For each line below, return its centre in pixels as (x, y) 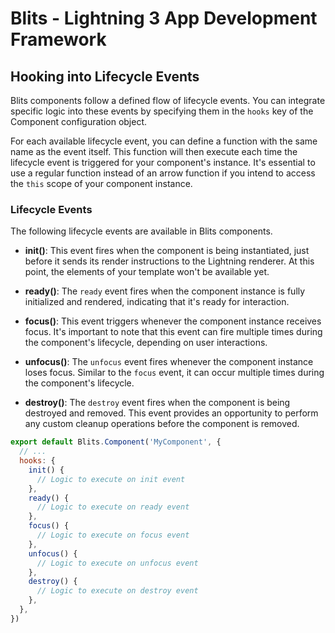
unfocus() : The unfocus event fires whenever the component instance (169, 362)
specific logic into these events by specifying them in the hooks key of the (162, 111)
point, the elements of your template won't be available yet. (147, 272)
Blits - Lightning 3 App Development (164, 18)
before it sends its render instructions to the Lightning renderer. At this (169, 261)
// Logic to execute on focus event (113, 535)
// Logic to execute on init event (111, 479)
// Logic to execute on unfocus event (117, 563)
